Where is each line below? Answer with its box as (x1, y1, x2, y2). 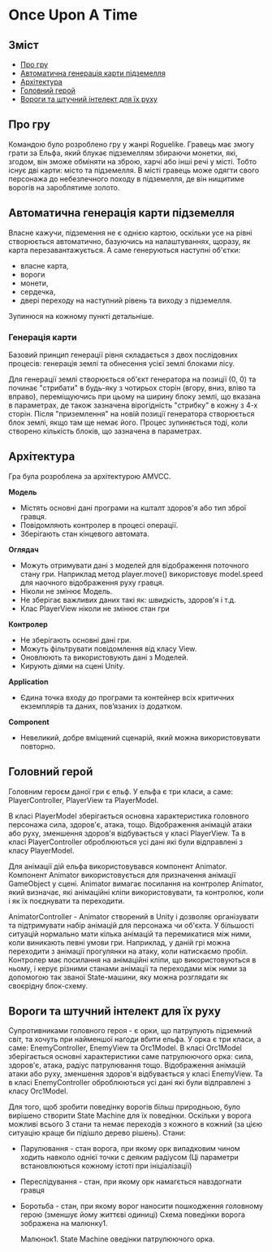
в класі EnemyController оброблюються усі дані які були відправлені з (8, 1078, 252, 1088)
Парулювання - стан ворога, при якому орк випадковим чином (19, 1144, 241, 1154)
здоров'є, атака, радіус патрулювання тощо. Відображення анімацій (8, 1060, 246, 1071)
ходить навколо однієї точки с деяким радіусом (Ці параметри (19, 1153, 240, 1163)
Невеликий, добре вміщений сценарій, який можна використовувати (19, 732, 261, 742)
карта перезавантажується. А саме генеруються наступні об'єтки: (8, 245, 241, 255)
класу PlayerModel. (8, 845, 75, 855)
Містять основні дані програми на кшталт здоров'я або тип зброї (19, 503, 246, 513)
